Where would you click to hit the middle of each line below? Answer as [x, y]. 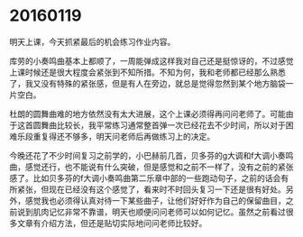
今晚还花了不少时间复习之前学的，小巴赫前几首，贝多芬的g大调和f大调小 [143, 155]
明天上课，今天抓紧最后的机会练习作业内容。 [92, 41]
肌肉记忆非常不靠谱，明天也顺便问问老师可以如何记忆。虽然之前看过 [159, 212]
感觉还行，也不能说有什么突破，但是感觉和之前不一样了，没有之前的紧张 [159, 167]
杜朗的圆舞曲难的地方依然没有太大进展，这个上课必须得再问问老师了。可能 [147, 114]
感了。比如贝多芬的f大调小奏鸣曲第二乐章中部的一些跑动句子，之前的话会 [145, 178]
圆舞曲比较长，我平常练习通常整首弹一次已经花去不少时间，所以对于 [159, 125]
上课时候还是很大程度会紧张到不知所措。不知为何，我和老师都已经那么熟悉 [147, 72]
